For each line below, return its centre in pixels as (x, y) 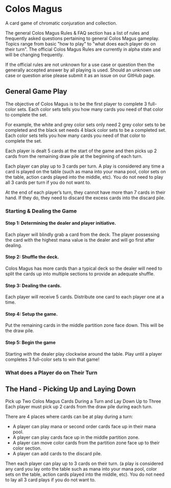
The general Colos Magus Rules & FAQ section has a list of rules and (77, 33)
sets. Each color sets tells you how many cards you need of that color (90, 109)
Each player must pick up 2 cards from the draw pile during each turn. (79, 407)
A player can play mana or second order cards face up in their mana (84, 427)
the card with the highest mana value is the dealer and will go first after (80, 240)
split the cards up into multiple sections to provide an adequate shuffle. (80, 274)
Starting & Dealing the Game (41, 211)
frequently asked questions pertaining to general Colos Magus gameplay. (82, 38)
